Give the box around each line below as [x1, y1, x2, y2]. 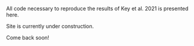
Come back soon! [6, 34, 49, 41]
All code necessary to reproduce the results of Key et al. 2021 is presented [6, 5, 189, 12]
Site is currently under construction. [6, 23, 94, 29]
